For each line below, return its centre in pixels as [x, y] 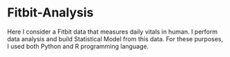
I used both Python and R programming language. [78, 46]
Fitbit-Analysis [50, 13]
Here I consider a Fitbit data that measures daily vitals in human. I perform [112, 32]
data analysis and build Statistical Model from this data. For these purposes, [115, 38]
